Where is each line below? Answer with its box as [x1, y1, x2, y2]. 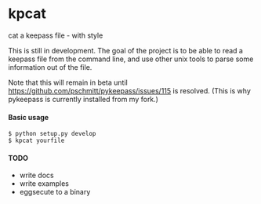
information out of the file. [8, 62, 92, 71]
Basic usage [8, 112, 49, 122]
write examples [19, 179, 69, 188]
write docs [19, 170, 54, 180]
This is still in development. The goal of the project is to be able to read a [8, 46, 243, 55]
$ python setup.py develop [8, 130, 96, 138]
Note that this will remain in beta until [8, 78, 128, 87]
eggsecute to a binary [19, 188, 91, 197]
